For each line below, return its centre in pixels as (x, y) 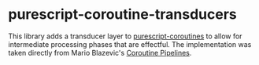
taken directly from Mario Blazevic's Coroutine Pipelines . (100, 52)
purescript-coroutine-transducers (123, 14)
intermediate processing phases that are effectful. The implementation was (130, 44)
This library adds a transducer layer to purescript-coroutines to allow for (125, 36)
